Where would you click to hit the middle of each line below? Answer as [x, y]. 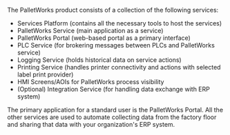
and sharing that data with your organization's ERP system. [91, 124]
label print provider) [45, 74]
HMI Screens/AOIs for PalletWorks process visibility [90, 82]
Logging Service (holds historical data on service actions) [99, 60]
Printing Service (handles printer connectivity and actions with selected [119, 67]
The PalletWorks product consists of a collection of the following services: [113, 10]
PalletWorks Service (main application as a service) [90, 31]
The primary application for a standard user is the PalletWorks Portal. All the [115, 110]
